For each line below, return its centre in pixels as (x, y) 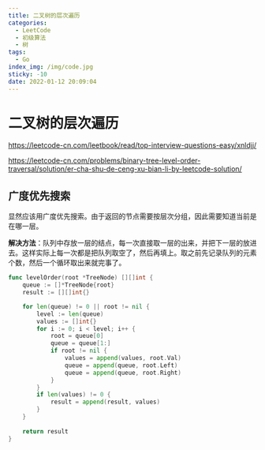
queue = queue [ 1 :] (80, 343)
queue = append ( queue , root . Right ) (123, 373)
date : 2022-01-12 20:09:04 (52, 81)
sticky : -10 (28, 74)
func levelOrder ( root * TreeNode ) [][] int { (81, 278)
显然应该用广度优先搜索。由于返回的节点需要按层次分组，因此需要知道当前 (129, 216)
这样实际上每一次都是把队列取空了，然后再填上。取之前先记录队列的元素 (139, 253)
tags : (17, 52)
